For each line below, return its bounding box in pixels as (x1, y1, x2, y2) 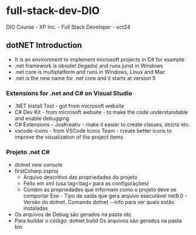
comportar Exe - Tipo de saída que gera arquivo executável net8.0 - (23, 192, 187, 199)
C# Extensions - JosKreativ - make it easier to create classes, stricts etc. (14, 121, 190, 128)
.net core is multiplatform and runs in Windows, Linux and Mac (14, 68, 166, 75)
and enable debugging (14, 115, 69, 122)
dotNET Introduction (6, 40, 82, 50)
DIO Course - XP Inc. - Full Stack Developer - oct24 (6, 23, 130, 30)
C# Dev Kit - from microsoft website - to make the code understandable (14, 109, 188, 116)
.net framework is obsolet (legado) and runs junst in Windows (14, 62, 163, 69)
